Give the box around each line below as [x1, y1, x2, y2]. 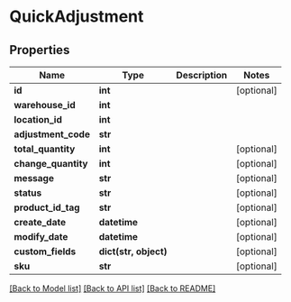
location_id [14, 114, 63, 125]
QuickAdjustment [9, 6, 144, 27]
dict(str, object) [98, 245, 168, 258]
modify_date [14, 231, 68, 243]
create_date [14, 216, 66, 228]
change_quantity [14, 158, 88, 169]
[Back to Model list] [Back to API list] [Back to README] [9, 283, 216, 294]
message [14, 172, 54, 184]
